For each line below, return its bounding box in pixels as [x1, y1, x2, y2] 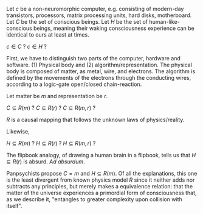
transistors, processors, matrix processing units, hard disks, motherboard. [6, 12, 192, 19]
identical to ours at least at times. [6, 31, 89, 38]
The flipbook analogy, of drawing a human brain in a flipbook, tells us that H [6, 152, 196, 159]
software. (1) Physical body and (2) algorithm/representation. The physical [6, 61, 193, 68]
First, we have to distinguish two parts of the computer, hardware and [6, 55, 181, 62]
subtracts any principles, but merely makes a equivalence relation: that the [6, 183, 193, 190]
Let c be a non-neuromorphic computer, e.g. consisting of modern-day [6, 5, 184, 12]
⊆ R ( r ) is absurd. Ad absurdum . [6, 158, 85, 165]
